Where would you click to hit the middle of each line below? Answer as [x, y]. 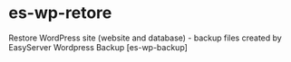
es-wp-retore [60, 13]
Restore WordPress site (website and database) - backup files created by [145, 38]
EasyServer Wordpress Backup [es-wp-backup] [98, 47]
